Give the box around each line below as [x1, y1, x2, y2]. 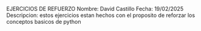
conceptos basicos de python [6, 18, 81, 25]
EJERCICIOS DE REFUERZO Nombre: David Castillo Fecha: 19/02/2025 [6, 5, 184, 12]
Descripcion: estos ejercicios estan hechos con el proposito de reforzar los [6, 12, 196, 19]
